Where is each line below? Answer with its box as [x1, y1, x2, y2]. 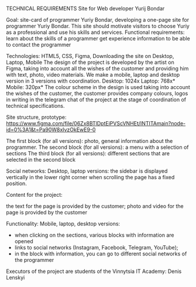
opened [14, 238, 33, 245]
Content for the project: [6, 192, 63, 198]
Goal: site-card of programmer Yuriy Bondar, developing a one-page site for [6, 16, 190, 23]
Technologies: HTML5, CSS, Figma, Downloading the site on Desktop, [6, 53, 174, 59]
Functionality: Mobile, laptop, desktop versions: [6, 220, 121, 227]
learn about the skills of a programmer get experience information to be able [6, 35, 190, 42]
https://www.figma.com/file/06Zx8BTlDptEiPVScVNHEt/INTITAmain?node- [6, 120, 186, 127]
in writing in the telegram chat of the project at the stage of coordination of [6, 96, 186, 103]
